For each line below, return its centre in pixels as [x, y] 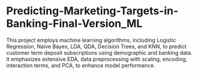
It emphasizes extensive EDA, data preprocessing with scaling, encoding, [97, 59]
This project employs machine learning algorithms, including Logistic [91, 40]
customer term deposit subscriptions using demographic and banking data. [99, 52]
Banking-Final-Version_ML [74, 24]
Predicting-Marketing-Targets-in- [92, 11]
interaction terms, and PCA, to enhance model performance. [81, 65]
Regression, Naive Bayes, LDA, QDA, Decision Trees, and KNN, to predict [97, 46]
